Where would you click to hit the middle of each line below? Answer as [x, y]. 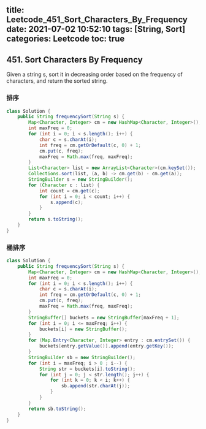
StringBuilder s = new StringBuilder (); [81, 180]
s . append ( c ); [67, 202]
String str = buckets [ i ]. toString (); [87, 369]
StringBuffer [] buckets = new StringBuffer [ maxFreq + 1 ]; [104, 317]
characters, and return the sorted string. [57, 81]
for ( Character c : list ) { [64, 185]
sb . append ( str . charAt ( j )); [96, 386]
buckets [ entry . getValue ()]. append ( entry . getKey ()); [106, 346]
